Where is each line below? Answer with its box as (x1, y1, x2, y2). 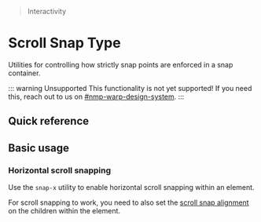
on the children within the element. (8, 206, 120, 216)
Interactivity (27, 7, 67, 16)
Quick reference (8, 115, 90, 128)
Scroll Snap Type (8, 35, 121, 52)
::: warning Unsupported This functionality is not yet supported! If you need (8, 83, 252, 93)
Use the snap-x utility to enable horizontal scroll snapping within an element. (8, 183, 255, 192)
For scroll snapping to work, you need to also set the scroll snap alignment (8, 198, 249, 207)
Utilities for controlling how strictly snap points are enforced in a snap (8, 60, 233, 69)
